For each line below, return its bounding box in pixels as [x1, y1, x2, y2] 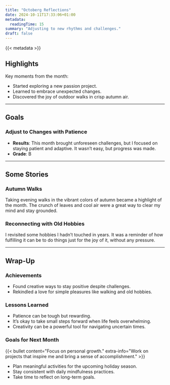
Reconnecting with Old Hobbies [5, 220, 85, 227]
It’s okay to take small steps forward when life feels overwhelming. [12, 318, 151, 325]
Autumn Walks [5, 185, 42, 192]
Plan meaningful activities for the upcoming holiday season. [12, 363, 138, 369]
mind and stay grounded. [5, 207, 58, 214]
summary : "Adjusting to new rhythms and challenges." [5, 26, 121, 31]
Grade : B [12, 151, 32, 157]
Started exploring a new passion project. [12, 83, 98, 89]
